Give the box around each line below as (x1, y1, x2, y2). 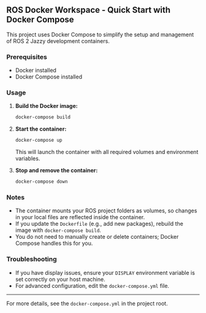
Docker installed (15, 67, 57, 74)
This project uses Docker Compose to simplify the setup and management (6, 31, 194, 38)
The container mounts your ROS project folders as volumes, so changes (15, 207, 197, 214)
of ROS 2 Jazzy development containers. (6, 37, 110, 45)
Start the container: (15, 125, 67, 133)
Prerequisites (6, 52, 47, 61)
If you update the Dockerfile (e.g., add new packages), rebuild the (15, 220, 184, 228)
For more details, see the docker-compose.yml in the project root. (6, 299, 168, 307)
